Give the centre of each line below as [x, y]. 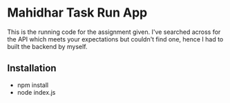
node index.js [36, 92]
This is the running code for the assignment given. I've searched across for [114, 32]
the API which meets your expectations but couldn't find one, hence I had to [115, 39]
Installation [32, 68]
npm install [33, 85]
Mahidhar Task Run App [77, 13]
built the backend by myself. [47, 46]
